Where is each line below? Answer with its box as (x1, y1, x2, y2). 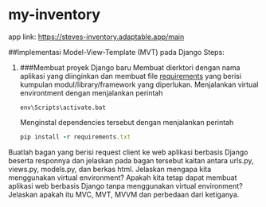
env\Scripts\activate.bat (19, 103, 106, 111)
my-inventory (8, 6, 101, 24)
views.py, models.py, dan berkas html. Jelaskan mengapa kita (8, 164, 212, 174)
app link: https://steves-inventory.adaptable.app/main (8, 32, 185, 41)
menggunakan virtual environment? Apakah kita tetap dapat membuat (8, 173, 237, 182)
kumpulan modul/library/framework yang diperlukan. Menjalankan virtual (19, 80, 259, 89)
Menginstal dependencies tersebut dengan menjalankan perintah (19, 117, 234, 127)
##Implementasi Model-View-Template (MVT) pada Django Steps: (8, 47, 225, 57)
